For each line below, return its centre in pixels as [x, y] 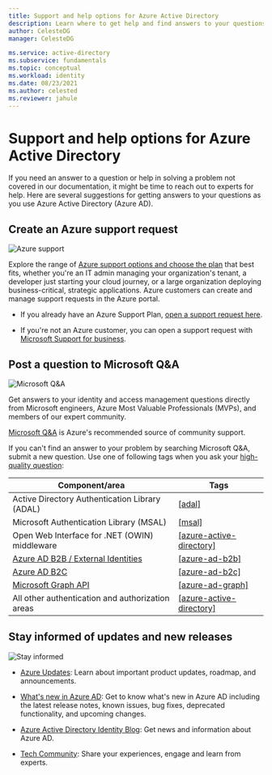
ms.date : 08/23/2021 [43, 83]
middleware [35, 545]
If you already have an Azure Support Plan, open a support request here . [141, 315]
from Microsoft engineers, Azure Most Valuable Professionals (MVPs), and [132, 408]
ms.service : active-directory [59, 53]
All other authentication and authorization [91, 598]
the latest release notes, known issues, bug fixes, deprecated [122, 705]
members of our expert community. [68, 416]
